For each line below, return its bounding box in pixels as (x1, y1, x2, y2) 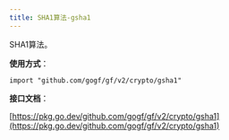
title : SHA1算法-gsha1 (9, 13, 91, 22)
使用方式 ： (9, 57, 49, 68)
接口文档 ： (9, 92, 49, 103)
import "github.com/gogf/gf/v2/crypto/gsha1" (9, 75, 182, 85)
